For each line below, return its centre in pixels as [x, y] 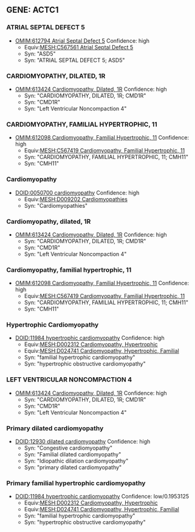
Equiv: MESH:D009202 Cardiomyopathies [76, 199]
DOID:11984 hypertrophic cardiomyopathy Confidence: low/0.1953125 [102, 497]
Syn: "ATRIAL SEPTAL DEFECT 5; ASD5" [75, 60]
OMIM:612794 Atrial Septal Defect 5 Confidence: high [82, 41]
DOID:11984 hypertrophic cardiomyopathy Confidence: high [90, 338]
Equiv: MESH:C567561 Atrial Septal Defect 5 [79, 47]
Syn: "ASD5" [40, 54]
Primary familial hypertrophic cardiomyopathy [76, 483]
